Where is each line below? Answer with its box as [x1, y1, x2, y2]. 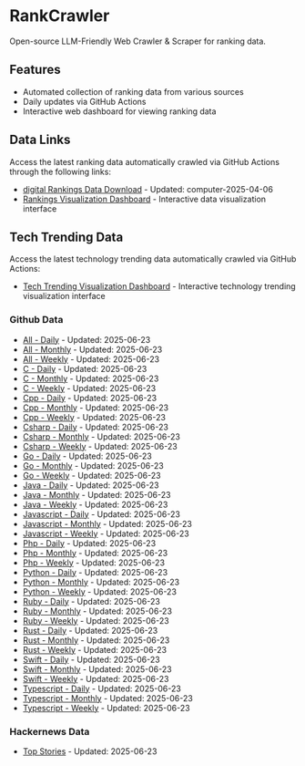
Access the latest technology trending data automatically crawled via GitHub [9, 254, 297, 264]
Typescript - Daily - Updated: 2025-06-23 [22, 683, 182, 694]
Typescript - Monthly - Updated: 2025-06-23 [22, 692, 193, 703]
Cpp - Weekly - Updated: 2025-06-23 [22, 411, 167, 422]
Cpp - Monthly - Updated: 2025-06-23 [22, 402, 169, 413]
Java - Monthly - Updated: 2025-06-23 [22, 489, 171, 500]
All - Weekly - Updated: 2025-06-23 [22, 353, 160, 365]
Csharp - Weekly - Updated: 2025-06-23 [22, 440, 178, 451]
